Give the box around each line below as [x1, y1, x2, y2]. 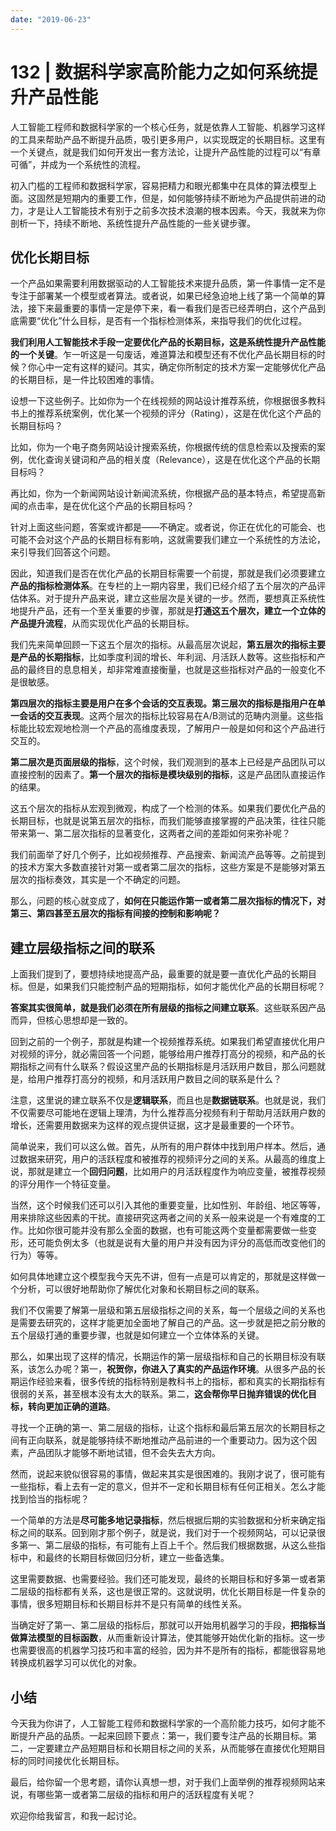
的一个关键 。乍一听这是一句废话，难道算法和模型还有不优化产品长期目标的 [10, 349, 317, 361]
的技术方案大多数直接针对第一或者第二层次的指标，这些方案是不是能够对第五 [10, 861, 326, 873]
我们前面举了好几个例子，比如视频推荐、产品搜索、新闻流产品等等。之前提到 [10, 849, 326, 861]
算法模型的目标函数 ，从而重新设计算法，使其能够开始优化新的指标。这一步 [18, 1632, 326, 1644]
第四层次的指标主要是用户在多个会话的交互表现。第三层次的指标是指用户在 [10, 697, 317, 710]
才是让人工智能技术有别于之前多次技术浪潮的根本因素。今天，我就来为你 [27, 204, 326, 216]
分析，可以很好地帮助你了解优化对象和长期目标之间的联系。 [18, 1283, 265, 1295]
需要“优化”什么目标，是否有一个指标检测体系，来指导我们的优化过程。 [18, 315, 308, 327]
